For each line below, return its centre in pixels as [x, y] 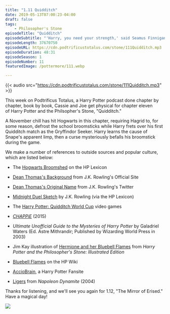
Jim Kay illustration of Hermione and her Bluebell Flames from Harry [84, 247]
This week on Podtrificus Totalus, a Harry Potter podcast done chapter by [82, 100]
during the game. [23, 143]
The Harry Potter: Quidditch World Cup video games [67, 207]
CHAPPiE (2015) [29, 216]
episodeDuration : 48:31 [30, 52]
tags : [11, 24]
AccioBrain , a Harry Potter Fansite [48, 272]
